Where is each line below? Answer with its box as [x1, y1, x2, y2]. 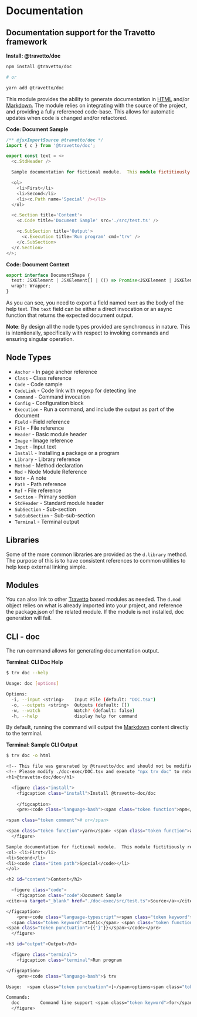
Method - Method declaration [14, 461, 83, 469]
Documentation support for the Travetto [6, 28, 155, 38]
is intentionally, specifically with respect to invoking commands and [6, 329, 169, 336]
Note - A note [14, 474, 47, 481]
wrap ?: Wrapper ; [11, 283, 51, 289]
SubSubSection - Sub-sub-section [14, 511, 96, 518]
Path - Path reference [14, 480, 67, 487]
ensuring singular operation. [6, 336, 74, 342]
